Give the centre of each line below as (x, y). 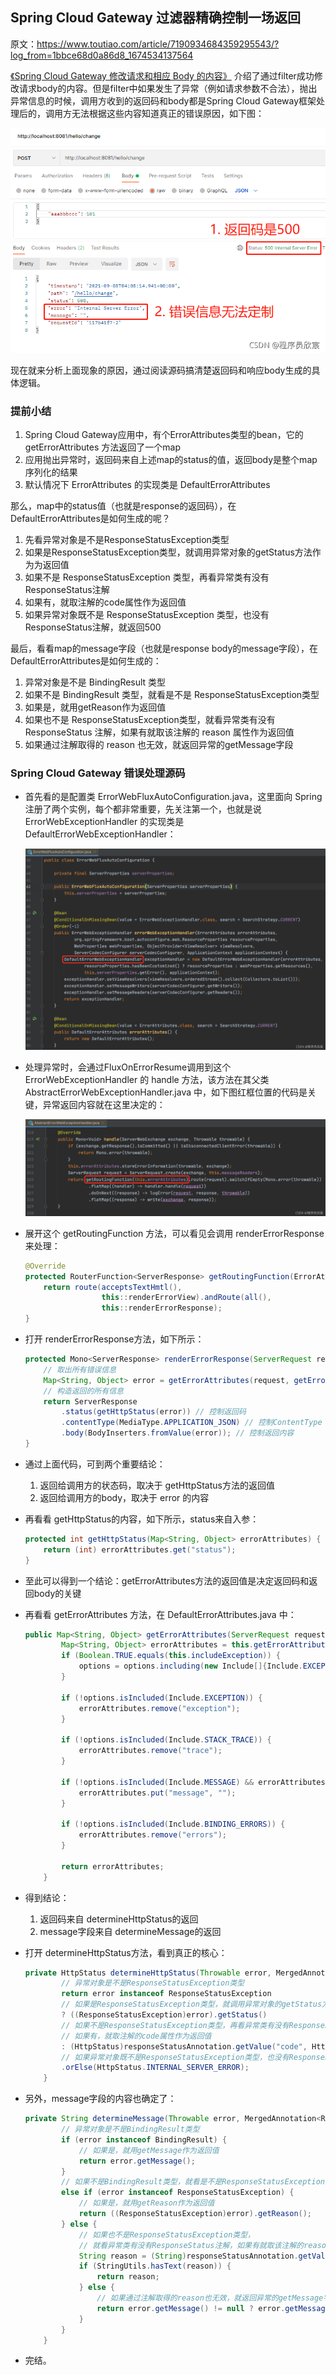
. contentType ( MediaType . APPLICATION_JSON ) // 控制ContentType (192, 1423)
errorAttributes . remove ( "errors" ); (152, 1835)
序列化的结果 (51, 472)
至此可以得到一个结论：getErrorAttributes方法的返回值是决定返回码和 (167, 1580)
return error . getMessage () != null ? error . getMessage (213, 2308)
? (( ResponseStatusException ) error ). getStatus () (164, 2015)
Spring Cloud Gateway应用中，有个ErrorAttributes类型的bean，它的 (164, 435)
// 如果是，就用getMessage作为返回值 (149, 2150)
